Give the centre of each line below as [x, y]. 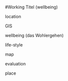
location [13, 16]
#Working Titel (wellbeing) [32, 7]
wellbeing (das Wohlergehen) [34, 35]
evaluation [15, 64]
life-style [14, 45]
